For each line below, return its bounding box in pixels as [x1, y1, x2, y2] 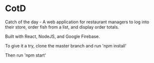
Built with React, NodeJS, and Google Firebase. [5, 33, 100, 39]
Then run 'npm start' [5, 52, 46, 58]
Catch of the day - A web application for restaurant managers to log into [5, 19, 150, 25]
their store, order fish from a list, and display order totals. [5, 24, 119, 30]
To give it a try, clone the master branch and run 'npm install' [5, 43, 127, 48]
